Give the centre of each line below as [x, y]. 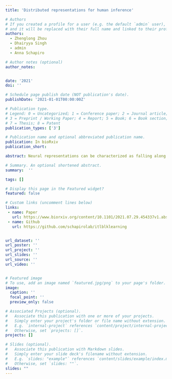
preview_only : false [32, 302]
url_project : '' [23, 250]
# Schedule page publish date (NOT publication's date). [67, 95]
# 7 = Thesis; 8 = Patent [33, 123]
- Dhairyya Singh [28, 43]
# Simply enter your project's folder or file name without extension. [86, 321]
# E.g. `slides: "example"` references [50, 359]
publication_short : [26, 147]
